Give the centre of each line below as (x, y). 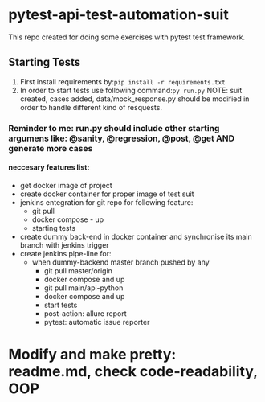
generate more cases (51, 148)
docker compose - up (68, 219)
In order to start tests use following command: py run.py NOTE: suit (131, 90)
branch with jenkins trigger (65, 245)
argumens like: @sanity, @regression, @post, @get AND (122, 138)
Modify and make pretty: (92, 355)
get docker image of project (66, 185)
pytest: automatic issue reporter (97, 322)
